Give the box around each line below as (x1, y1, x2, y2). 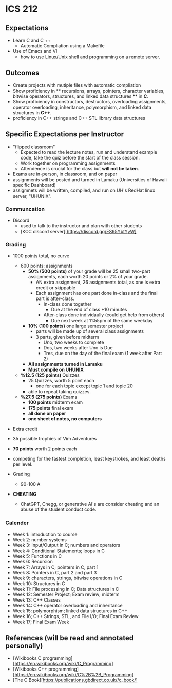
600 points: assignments (20, 263, 73, 269)
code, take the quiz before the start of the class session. (20, 154, 140, 161)
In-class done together (43, 301, 92, 307)
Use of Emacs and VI (12, 48, 58, 54)
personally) (5, 641, 43, 650)
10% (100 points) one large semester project (28, 323, 123, 329)
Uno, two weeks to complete (43, 339, 104, 345)
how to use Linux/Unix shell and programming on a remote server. (20, 54, 160, 60)
